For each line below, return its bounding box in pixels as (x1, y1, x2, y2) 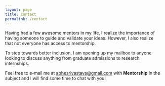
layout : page (5, 7, 32, 12)
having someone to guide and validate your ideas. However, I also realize (5, 35, 154, 41)
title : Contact (5, 12, 37, 17)
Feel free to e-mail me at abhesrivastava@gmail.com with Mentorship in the (5, 70, 161, 76)
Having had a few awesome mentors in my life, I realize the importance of (5, 30, 155, 36)
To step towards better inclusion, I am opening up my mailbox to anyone (5, 50, 152, 56)
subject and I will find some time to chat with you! (5, 75, 106, 82)
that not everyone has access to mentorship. (5, 41, 96, 46)
